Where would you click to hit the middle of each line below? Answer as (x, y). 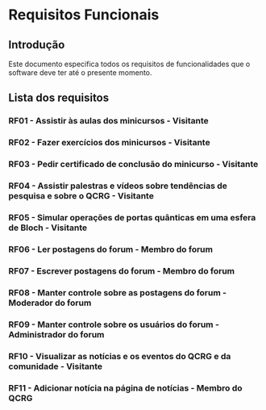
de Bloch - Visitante (48, 228)
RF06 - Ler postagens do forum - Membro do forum (111, 249)
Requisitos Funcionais (84, 15)
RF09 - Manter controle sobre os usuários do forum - (114, 324)
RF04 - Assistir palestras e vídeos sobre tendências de (118, 186)
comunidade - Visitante (56, 366)
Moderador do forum (50, 303)
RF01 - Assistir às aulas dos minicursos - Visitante (109, 121)
